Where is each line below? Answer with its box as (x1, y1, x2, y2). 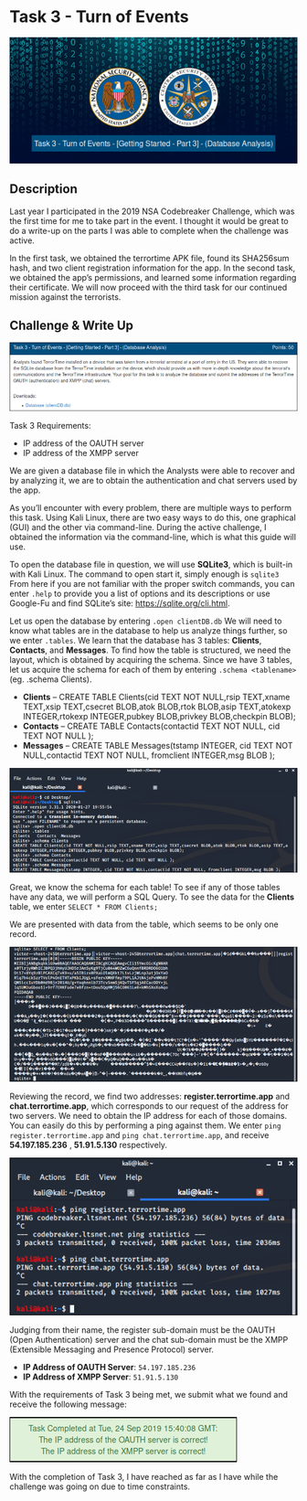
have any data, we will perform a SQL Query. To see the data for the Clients (9, 891, 295, 902)
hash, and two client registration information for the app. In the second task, (9, 262, 295, 273)
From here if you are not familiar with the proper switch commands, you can (9, 578, 295, 589)
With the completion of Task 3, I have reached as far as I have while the (9, 1471, 279, 1482)
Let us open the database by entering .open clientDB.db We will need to (9, 615, 282, 626)
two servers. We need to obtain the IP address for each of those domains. (9, 1111, 288, 1122)
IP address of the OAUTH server (22, 437, 144, 449)
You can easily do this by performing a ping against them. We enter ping (9, 1120, 281, 1131)
